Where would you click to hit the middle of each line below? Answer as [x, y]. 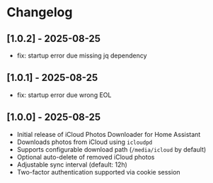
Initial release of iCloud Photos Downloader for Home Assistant [109, 134]
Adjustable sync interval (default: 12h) [72, 165]
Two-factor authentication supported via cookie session [99, 172]
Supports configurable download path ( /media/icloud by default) [111, 149]
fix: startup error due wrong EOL [64, 95]
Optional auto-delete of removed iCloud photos [86, 157]
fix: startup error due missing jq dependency [82, 55]
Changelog [40, 12]
